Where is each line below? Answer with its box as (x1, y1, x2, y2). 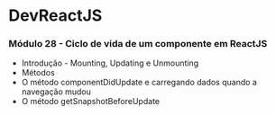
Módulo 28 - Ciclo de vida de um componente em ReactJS (8, 38, 268, 50)
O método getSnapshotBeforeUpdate (21, 96, 160, 107)
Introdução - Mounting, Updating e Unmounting (21, 57, 199, 68)
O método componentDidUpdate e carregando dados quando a (21, 77, 258, 88)
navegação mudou (21, 86, 92, 97)
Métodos (21, 67, 55, 78)
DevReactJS (8, 5, 103, 26)
